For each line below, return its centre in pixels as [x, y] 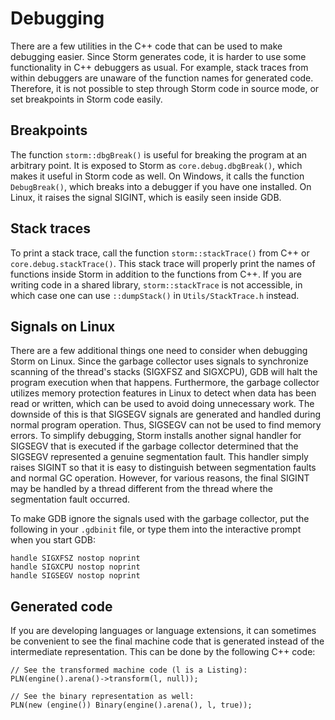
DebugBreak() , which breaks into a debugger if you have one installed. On [161, 186]
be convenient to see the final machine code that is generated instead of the [167, 641]
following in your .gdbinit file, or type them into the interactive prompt [156, 529]
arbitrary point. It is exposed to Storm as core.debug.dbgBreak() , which [156, 165]
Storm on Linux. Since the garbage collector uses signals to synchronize [159, 361]
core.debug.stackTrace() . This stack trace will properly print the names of [163, 263]
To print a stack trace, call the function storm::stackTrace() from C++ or [160, 253]
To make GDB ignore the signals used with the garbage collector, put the [160, 519]
